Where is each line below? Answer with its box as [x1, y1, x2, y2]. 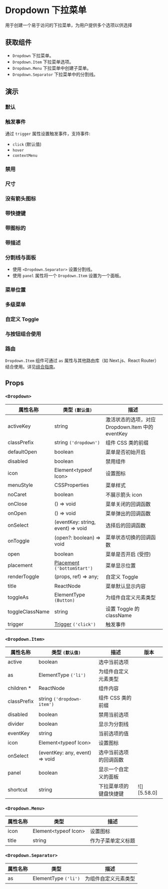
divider [7, 721, 24, 728]
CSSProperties [54, 481, 89, 488]
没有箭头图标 [5, 195, 36, 202]
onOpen [7, 509, 26, 516]
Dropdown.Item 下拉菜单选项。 [12, 59, 74, 65]
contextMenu [12, 153, 37, 158]
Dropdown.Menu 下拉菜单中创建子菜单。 [12, 65, 91, 71]
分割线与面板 [5, 254, 36, 261]
